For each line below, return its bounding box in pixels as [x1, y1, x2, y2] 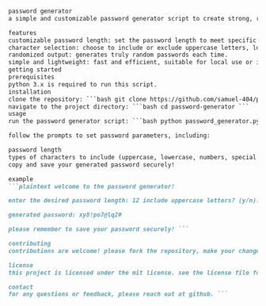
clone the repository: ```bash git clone [8, 95, 147, 103]
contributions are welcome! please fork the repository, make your [8, 247, 236, 254]
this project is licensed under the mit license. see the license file [8, 269, 249, 277]
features [8, 29, 37, 36]
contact [8, 283, 34, 291]
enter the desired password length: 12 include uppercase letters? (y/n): [8, 197, 260, 205]
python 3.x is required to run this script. [8, 80, 158, 88]
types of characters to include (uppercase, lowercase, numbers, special [8, 153, 257, 161]
